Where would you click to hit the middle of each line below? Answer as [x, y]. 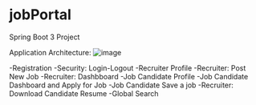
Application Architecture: [50, 52]
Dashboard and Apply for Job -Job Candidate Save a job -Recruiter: [121, 85]
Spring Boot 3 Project [45, 37]
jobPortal [40, 15]
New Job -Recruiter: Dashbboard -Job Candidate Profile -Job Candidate [129, 76]
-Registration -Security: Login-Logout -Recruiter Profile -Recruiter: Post [128, 68]
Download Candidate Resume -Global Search [84, 93]
